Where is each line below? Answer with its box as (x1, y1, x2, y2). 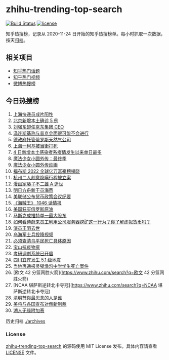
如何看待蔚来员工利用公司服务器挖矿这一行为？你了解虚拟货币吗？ (13, 219, 151, 225)
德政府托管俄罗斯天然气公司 (13, 136, 71, 142)
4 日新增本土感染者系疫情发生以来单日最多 (13, 149, 102, 155)
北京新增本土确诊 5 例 (13, 117, 59, 124)
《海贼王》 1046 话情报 (13, 199, 62, 206)
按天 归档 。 (6, 37, 28, 43)
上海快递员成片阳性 (13, 111, 54, 117)
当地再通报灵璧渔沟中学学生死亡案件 (13, 263, 89, 269)
